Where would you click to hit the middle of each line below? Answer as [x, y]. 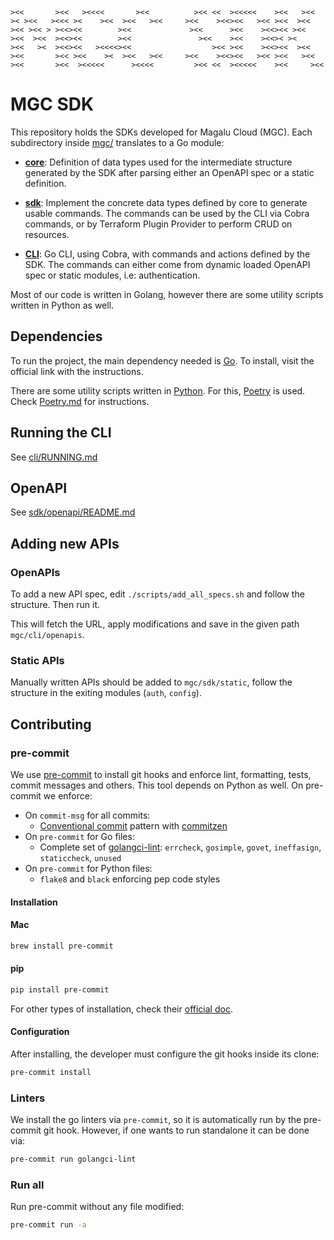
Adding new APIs [65, 543]
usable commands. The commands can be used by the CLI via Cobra [167, 213]
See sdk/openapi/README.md [73, 512]
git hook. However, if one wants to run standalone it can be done [176, 1130]
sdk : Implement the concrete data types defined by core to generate [166, 202]
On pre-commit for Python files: [88, 869]
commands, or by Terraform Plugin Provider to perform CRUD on [158, 224]
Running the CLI [61, 433]
